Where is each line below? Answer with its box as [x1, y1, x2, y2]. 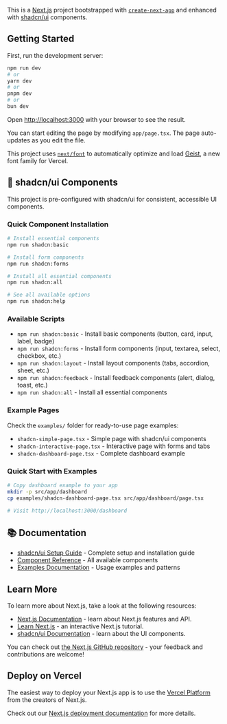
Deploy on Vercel [7, 670, 82, 682]
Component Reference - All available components [16, 556, 158, 564]
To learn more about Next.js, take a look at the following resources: [7, 601, 197, 610]
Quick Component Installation [7, 220, 109, 229]
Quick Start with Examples [7, 466, 97, 476]
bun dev [7, 103, 29, 110]
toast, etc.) [16, 381, 48, 390]
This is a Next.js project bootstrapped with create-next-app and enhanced [7, 6, 217, 14]
